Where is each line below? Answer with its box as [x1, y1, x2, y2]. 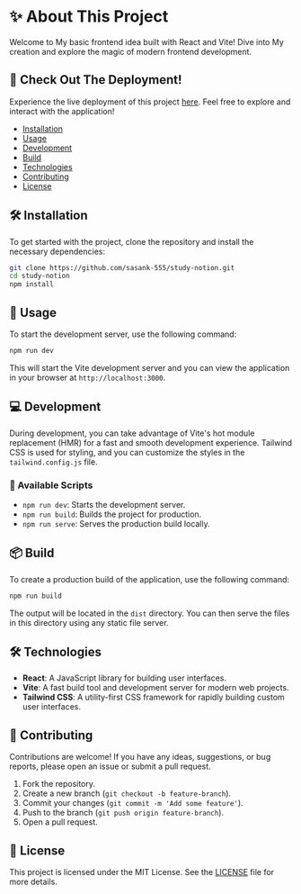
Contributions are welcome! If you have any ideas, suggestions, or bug [9, 752, 271, 763]
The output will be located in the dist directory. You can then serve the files [9, 608, 290, 619]
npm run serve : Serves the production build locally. [22, 518, 211, 528]
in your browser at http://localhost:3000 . [9, 372, 166, 383]
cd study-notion [9, 272, 70, 281]
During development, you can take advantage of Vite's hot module [9, 428, 255, 438]
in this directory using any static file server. [9, 617, 169, 628]
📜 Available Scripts [9, 479, 93, 492]
